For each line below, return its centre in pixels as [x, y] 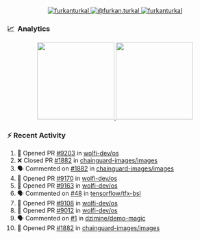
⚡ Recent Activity [37, 136]
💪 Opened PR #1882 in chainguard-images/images [88, 228]
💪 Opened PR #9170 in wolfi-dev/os [67, 178]
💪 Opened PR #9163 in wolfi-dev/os [67, 186]
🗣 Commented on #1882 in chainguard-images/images [96, 168]
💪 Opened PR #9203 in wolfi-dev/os [68, 153]
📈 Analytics [29, 29]
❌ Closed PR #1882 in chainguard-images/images [87, 160]
